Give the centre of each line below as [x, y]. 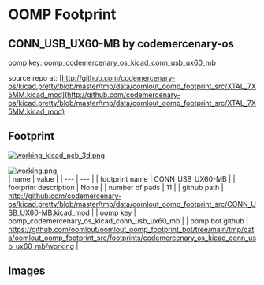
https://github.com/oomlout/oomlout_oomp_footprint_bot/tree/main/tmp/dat [131, 229]
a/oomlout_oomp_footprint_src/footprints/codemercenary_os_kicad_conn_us [132, 238]
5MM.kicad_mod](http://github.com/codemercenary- [95, 95]
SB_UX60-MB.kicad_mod [49, 212]
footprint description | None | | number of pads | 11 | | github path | [116, 187]
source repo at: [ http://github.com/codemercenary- [92, 78]
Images [27, 271]
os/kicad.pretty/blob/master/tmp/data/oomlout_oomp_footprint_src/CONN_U [132, 204]
